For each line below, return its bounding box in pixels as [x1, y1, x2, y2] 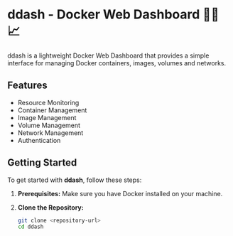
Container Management [17, 106, 87, 114]
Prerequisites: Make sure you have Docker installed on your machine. [17, 189, 223, 198]
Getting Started [7, 156, 77, 169]
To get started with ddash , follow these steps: [7, 176, 142, 184]
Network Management [17, 128, 84, 137]
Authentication [17, 136, 61, 144]
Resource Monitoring [17, 98, 80, 107]
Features [7, 80, 48, 92]
